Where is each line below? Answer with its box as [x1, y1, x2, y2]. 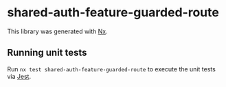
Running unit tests [7, 47, 87, 58]
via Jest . [7, 72, 32, 80]
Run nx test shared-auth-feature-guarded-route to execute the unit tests [7, 65, 216, 73]
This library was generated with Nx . [7, 27, 108, 35]
